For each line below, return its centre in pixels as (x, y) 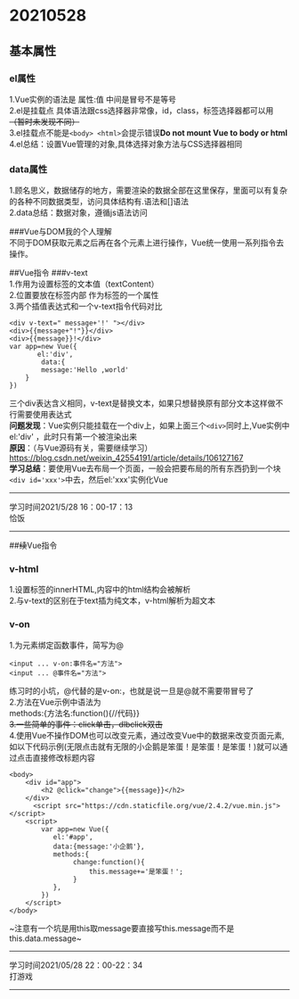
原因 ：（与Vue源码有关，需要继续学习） (81, 448)
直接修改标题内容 (64, 757)
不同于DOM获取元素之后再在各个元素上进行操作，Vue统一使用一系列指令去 (147, 243)
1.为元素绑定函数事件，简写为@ (67, 645)
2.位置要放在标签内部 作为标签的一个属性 (84, 295)
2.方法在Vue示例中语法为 (55, 702)
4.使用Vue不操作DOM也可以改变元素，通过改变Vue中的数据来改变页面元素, (147, 735)
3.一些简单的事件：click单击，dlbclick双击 (86, 724)
